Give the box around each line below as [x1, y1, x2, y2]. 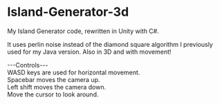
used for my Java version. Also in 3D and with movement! [7, 48, 172, 56]
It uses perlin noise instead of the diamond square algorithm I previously [7, 40, 213, 48]
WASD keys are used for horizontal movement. [7, 68, 140, 76]
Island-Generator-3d [7, 4, 129, 20]
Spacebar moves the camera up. [7, 75, 100, 83]
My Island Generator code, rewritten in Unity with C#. [7, 27, 159, 35]
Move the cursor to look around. [7, 90, 99, 98]
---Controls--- [7, 61, 48, 69]
